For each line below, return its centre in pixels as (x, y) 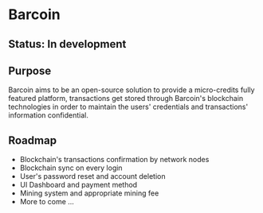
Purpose (30, 70)
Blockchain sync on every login (71, 168)
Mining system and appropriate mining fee (89, 193)
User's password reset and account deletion (92, 176)
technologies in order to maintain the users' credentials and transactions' (128, 107)
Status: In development (67, 44)
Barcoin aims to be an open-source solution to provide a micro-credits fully (131, 90)
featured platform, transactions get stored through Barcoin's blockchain (126, 99)
